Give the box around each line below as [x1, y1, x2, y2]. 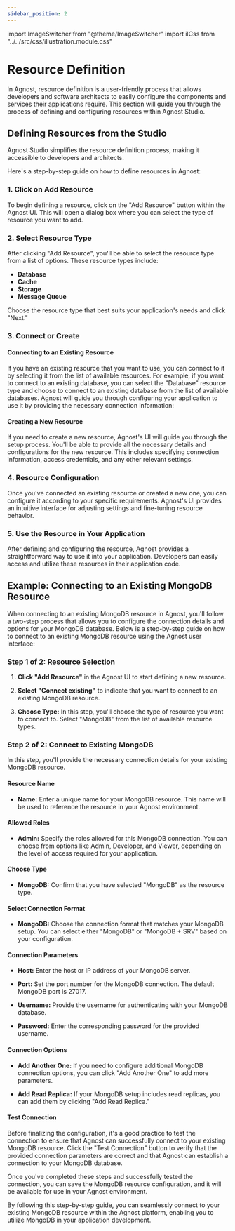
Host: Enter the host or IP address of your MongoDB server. [17, 966, 191, 975]
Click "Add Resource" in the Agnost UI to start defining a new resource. [17, 673, 227, 681]
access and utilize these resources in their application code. [7, 559, 181, 568]
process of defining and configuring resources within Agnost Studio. [7, 107, 206, 116]
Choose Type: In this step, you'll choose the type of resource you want [17, 707, 224, 716]
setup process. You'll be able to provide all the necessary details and [7, 440, 207, 449]
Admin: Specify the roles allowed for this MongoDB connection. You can [17, 834, 228, 842]
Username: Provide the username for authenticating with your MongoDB [17, 1001, 228, 1009]
